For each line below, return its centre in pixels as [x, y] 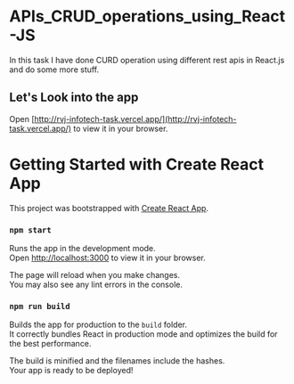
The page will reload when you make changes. [95, 274]
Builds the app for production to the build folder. [98, 325]
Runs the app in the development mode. [82, 248]
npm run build [40, 306]
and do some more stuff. [54, 69]
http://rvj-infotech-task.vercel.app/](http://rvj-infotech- [135, 118]
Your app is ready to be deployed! [71, 371]
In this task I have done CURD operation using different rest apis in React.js [147, 60]
